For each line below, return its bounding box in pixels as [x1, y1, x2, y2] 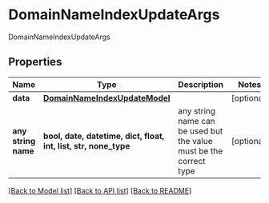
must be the [178, 145, 223, 157]
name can [178, 115, 215, 126]
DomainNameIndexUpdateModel [42, 92, 171, 103]
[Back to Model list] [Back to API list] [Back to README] [8, 185, 192, 195]
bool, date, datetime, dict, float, [42, 130, 165, 141]
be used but [178, 125, 223, 137]
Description [178, 78, 224, 90]
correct [178, 155, 206, 166]
